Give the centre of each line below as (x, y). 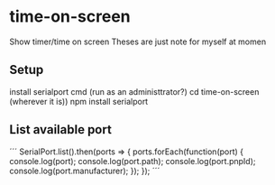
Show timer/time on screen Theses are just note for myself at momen (138, 42)
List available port (61, 129)
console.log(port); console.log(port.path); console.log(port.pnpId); (133, 161)
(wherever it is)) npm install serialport (79, 101)
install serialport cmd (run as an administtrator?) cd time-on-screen (134, 91)
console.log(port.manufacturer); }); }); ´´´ (85, 171)
